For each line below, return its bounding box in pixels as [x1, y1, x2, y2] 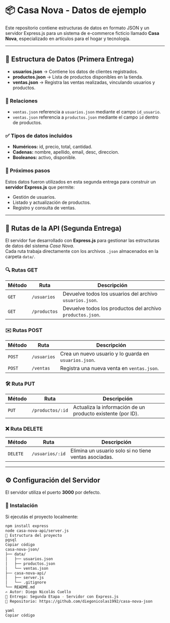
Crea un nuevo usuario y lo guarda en [60, 350, 149, 357]
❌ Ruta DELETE [5, 425, 43, 432]
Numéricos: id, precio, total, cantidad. [12, 143, 93, 150]
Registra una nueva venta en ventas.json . [60, 365, 159, 372]
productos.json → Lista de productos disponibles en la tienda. [12, 74, 143, 80]
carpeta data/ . [5, 253, 35, 260]
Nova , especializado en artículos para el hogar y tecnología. [5, 35, 131, 42]
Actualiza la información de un [73, 404, 145, 411]
